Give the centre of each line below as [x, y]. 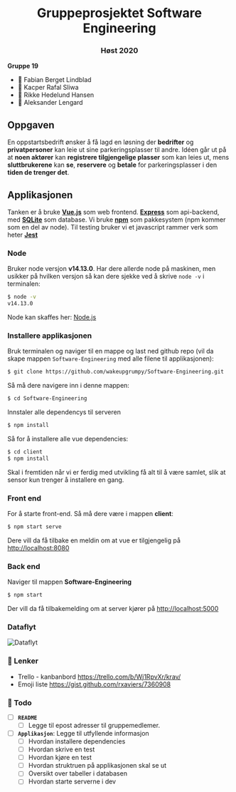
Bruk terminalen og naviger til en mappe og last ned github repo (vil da [111, 351]
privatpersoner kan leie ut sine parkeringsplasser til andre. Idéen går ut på [117, 150]
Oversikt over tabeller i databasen [78, 773]
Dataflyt [22, 627]
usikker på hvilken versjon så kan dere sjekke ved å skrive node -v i [106, 277]
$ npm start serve [34, 527]
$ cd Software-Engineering [47, 398]
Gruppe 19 [23, 66]
